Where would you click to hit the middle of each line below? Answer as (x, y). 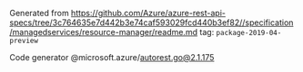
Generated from (40, 13)
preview (24, 40)
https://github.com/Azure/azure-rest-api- (148, 13)
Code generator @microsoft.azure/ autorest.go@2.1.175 (112, 57)
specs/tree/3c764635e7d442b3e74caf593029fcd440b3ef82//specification (151, 22)
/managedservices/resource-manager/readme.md (104, 32)
